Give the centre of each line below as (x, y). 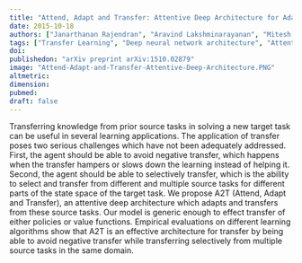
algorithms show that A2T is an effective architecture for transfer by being (147, 232)
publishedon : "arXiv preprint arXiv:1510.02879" (102, 59)
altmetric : (30, 76)
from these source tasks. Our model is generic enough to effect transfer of (147, 213)
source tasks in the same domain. (72, 250)
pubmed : (24, 92)
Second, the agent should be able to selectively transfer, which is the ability (149, 174)
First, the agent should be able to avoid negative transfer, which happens (145, 155)
